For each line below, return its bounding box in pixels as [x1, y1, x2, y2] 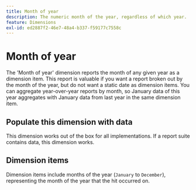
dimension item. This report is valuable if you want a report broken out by [6, 75, 183, 82]
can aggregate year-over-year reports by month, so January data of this [6, 88, 180, 95]
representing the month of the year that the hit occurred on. [6, 177, 150, 184]
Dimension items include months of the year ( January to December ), [6, 171, 166, 178]
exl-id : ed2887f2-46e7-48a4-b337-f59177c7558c [6, 24, 122, 31]
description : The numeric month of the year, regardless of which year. [6, 14, 187, 20]
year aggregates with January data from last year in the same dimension [6, 94, 181, 101]
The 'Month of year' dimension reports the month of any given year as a [6, 69, 180, 76]
